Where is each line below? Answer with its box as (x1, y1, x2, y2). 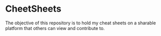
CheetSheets (5, 3, 62, 15)
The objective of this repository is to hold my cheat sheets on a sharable (5, 20, 156, 26)
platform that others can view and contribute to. (5, 25, 105, 31)
